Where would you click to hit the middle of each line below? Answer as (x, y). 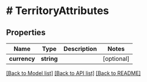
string (49, 59)
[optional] (116, 59)
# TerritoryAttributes (58, 11)
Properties (26, 33)
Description (80, 49)
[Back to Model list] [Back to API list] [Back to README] (73, 73)
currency (22, 59)
